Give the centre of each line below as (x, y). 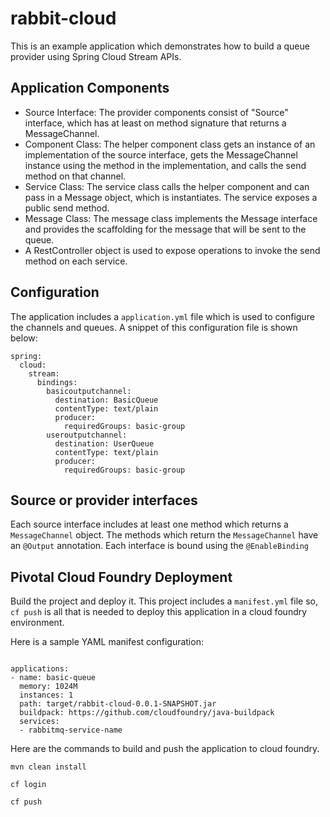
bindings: (57, 382)
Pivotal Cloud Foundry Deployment (121, 577)
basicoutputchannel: (89, 391)
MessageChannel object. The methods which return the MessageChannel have (164, 535)
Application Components (90, 88)
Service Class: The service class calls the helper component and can (167, 186)
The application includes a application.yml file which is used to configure (162, 316)
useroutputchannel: (87, 435)
